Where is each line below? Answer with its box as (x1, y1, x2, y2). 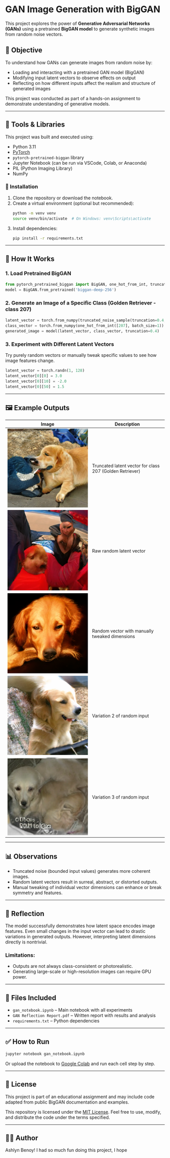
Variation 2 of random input (92, 713, 149, 719)
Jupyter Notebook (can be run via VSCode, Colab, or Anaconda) (12, 160, 147, 166)
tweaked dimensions (92, 633, 136, 639)
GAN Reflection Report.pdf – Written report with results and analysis (12, 1013, 156, 1019)
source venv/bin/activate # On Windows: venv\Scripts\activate (12, 216, 151, 221)
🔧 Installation (5, 183, 38, 190)
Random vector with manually (92, 628, 154, 634)
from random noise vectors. (5, 31, 63, 37)
